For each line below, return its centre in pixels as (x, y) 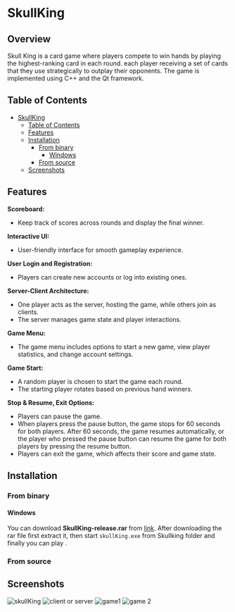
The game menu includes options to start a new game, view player (114, 346)
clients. (28, 312)
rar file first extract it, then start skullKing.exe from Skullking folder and (111, 536)
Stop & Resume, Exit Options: (51, 402)
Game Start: (25, 368)
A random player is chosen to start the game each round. (100, 381)
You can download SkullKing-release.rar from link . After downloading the (115, 528)
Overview (29, 39)
